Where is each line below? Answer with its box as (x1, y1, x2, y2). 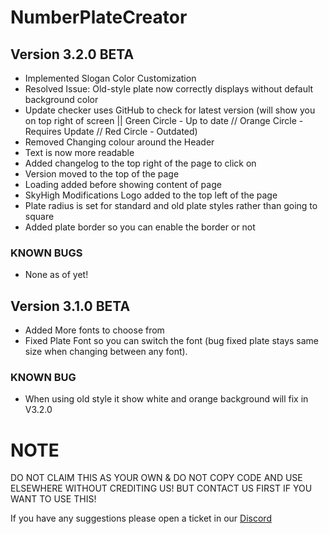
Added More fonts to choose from (24, 324, 165, 336)
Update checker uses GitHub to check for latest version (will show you (24, 104, 316, 116)
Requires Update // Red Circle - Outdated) (24, 126, 198, 137)
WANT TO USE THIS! (10, 493, 97, 505)
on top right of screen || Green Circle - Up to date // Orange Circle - (24, 115, 304, 126)
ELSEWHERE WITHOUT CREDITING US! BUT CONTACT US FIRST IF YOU (10, 482, 313, 495)
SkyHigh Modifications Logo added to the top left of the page (24, 189, 278, 201)
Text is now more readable (24, 147, 135, 158)
